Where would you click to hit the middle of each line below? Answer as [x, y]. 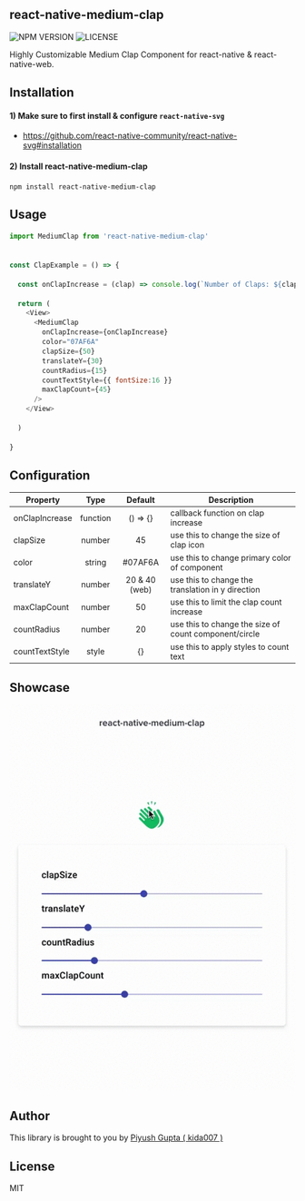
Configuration [50, 475]
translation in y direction [215, 589]
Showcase [40, 688]
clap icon [187, 545]
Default [141, 499]
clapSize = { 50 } [69, 351]
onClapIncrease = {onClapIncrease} [105, 332]
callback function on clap [217, 513]
